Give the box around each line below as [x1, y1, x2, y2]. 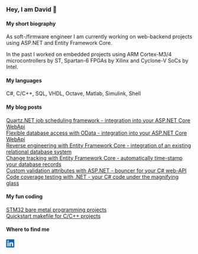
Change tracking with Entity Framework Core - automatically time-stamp [6, 154, 183, 161]
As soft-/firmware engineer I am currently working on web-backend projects [6, 33, 193, 40]
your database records [6, 161, 62, 168]
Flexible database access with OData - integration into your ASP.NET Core [6, 129, 187, 136]
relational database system [6, 148, 72, 155]
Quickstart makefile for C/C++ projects [6, 212, 101, 219]
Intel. [6, 63, 19, 70]
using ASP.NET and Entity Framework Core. [6, 40, 112, 47]
